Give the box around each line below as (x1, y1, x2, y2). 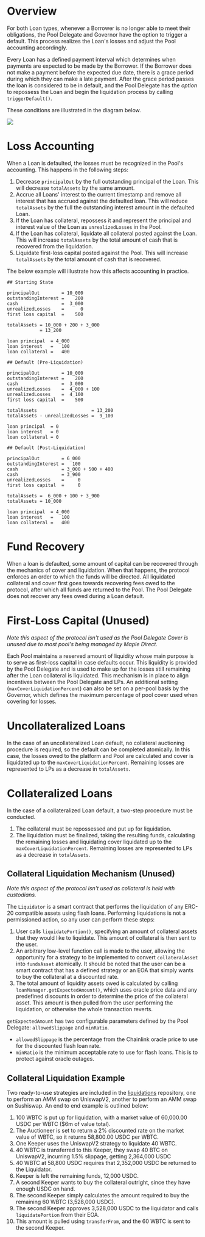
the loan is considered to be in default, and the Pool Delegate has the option (7, 81, 198, 89)
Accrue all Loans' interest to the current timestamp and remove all (15, 190, 182, 198)
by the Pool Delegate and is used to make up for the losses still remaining (7, 665, 191, 673)
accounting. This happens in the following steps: (7, 166, 128, 173)
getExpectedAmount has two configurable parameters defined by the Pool (7, 1017, 189, 1025)
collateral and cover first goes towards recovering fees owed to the (7, 579, 175, 586)
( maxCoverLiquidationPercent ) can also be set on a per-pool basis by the (7, 685, 189, 692)
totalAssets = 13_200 (7, 407, 114, 413)
